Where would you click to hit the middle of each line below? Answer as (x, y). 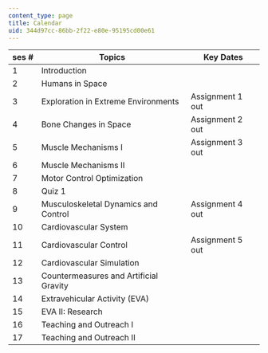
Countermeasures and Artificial (99, 276)
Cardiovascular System (85, 227)
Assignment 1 (217, 96)
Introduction (64, 71)
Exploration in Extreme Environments (110, 102)
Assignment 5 (217, 240)
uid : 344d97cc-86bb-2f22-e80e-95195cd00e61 (82, 30)
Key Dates (223, 57)
